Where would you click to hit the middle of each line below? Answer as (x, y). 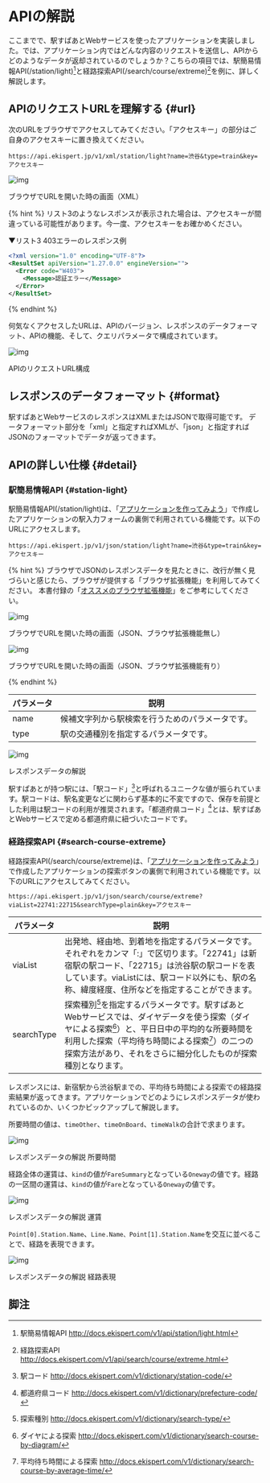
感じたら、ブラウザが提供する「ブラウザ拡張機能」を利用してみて (145, 580)
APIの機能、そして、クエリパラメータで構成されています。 (126, 336)
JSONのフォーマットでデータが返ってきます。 (84, 437)
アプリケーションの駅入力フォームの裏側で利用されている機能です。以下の (138, 519)
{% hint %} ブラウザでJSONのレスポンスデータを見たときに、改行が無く (129, 570)
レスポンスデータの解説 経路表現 (62, 1276)
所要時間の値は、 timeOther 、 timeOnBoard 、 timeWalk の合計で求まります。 (129, 1124)
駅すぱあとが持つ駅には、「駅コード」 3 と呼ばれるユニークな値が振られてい (131, 788)
